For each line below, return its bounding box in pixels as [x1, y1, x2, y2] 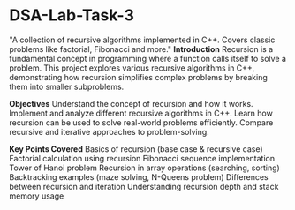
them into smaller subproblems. [9, 81, 125, 92]
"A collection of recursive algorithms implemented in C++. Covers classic [9, 34, 276, 45]
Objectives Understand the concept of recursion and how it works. [9, 98, 253, 109]
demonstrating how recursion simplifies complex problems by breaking [9, 71, 268, 82]
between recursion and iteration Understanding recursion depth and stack [9, 181, 279, 191]
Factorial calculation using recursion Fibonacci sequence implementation [9, 153, 276, 163]
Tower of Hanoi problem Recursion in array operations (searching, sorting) [9, 162, 280, 173]
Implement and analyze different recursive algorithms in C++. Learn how [9, 108, 274, 118]
